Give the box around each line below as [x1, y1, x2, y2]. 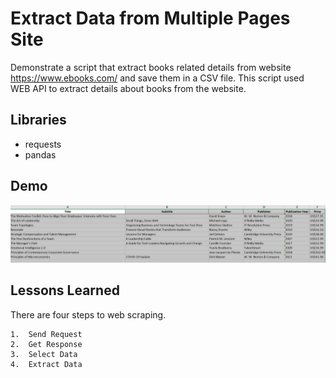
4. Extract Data [10, 359, 83, 369]
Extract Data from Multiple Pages [10, 7, 291, 30]
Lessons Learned [10, 282, 120, 299]
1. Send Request [10, 329, 83, 339]
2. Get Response [10, 339, 83, 349]
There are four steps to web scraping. [10, 308, 167, 321]
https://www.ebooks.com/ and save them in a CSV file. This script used [10, 72, 305, 84]
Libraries [10, 112, 67, 129]
